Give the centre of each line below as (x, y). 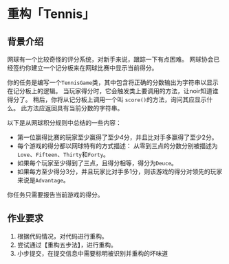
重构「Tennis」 (51, 14)
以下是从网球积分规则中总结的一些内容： (64, 123)
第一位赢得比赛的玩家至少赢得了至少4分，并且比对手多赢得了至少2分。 (117, 137)
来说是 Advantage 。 (43, 180)
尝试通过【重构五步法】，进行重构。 (67, 245)
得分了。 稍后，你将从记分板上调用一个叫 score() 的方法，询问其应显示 (107, 99)
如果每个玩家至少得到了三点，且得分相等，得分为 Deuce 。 (97, 163)
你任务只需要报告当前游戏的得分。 (55, 195)
